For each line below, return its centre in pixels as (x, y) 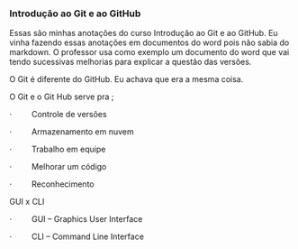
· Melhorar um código (58, 167)
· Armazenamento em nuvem (72, 132)
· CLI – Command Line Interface (77, 236)
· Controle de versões (58, 115)
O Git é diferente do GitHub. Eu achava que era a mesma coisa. (126, 79)
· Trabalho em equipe (58, 149)
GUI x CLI (27, 202)
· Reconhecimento (52, 184)
